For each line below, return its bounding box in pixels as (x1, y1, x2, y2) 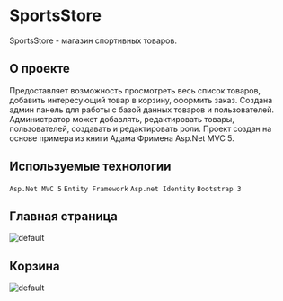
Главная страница (9, 208, 119, 224)
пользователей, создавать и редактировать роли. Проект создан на (9, 123, 272, 134)
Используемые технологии (9, 159, 172, 174)
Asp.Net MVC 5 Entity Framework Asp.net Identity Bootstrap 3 (9, 184, 242, 193)
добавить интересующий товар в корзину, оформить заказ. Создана (9, 94, 273, 105)
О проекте (9, 61, 70, 76)
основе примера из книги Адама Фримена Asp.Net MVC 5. (9, 132, 235, 144)
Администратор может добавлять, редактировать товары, (9, 113, 235, 124)
